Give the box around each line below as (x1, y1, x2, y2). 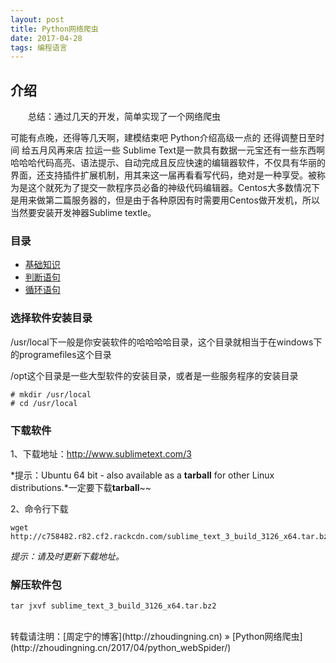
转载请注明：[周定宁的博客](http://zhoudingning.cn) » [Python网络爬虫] (10, 631, 303, 643)
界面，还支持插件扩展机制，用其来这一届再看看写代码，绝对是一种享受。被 (10, 169, 317, 181)
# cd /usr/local (10, 398, 78, 408)
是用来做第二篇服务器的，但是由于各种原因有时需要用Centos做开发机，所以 (10, 194, 320, 206)
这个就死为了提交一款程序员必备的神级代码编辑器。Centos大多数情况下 (27, 182, 320, 194)
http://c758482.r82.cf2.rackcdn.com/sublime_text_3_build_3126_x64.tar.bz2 (10, 531, 333, 541)
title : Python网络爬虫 (10, 24, 99, 34)
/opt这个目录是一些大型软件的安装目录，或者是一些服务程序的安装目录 (10, 369, 299, 381)
